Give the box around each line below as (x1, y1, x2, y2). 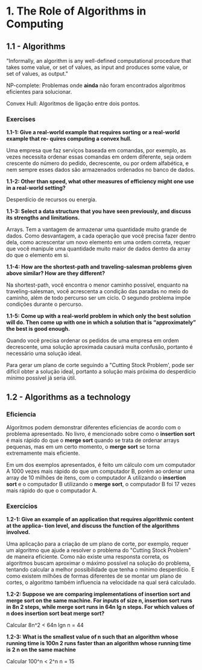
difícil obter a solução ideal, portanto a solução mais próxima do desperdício (6, 368, 196, 376)
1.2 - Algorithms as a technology (6, 392, 131, 402)
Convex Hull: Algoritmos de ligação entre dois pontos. (6, 100, 140, 107)
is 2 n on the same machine (6, 646, 77, 654)
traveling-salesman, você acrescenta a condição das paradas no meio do (6, 288, 189, 295)
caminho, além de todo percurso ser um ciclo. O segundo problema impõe (6, 294, 191, 302)
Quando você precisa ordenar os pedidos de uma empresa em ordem (6, 337, 179, 344)
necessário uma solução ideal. (6, 350, 83, 357)
